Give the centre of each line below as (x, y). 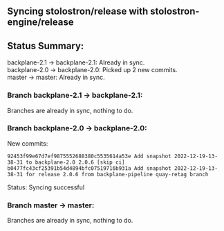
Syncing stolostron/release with (78, 11)
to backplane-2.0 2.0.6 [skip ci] (75, 162)
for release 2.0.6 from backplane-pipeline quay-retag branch (117, 174)
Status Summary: (46, 45)
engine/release (40, 23)
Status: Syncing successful (46, 187)
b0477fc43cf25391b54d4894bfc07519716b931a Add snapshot (89, 168)
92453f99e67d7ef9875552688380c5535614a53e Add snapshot (89, 156)
